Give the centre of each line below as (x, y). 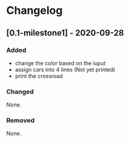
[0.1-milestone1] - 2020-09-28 (65, 33)
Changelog (34, 11)
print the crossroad (39, 76)
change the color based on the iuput (60, 63)
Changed (20, 91)
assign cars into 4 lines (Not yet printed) (65, 69)
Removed (21, 120)
